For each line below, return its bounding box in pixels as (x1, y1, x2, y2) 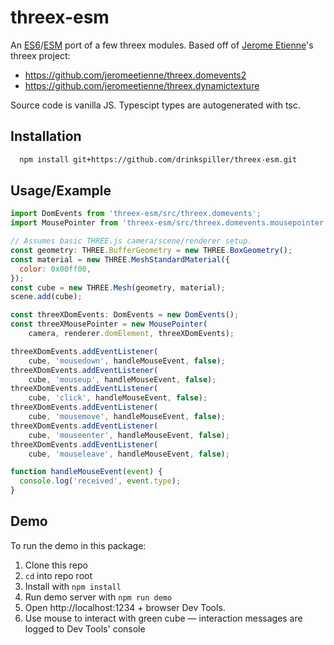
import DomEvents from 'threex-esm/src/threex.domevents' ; (10, 209, 262, 219)
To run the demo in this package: (10, 539, 147, 551)
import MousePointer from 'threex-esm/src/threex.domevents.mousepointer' (10, 218, 329, 228)
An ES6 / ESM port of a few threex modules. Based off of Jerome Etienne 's (10, 39, 314, 51)
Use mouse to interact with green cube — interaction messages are (24, 612, 303, 624)
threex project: (10, 49, 71, 61)
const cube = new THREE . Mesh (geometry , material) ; (10, 282, 226, 293)
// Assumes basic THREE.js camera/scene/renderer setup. (10, 236, 253, 246)
